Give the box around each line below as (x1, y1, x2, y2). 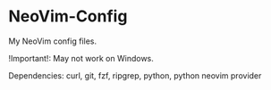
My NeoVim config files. (8, 36, 97, 46)
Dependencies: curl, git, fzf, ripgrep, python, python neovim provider (8, 70, 262, 81)
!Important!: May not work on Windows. (8, 53, 154, 63)
